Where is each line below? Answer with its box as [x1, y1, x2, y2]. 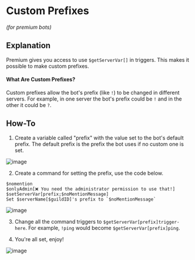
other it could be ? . [6, 101, 52, 108]
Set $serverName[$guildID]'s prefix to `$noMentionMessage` [6, 196, 157, 202]
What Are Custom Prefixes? [6, 76, 75, 83]
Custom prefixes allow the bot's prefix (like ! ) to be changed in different [6, 89, 180, 96]
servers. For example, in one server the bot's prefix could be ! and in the [6, 95, 182, 102]
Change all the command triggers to [14, 218, 102, 225]
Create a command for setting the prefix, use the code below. [14, 169, 163, 176]
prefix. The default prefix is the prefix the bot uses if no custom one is [14, 140, 184, 148]
